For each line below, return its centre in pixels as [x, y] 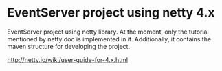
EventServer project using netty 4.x [111, 13]
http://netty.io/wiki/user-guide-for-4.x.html [68, 59]
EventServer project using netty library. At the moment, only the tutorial [108, 32]
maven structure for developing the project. [69, 46]
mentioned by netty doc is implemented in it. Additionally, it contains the [109, 39]
